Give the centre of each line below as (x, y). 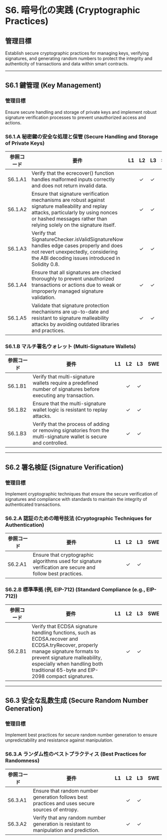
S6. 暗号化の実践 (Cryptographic (73, 10)
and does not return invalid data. (69, 185)
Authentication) (25, 525)
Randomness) (22, 761)
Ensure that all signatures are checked (76, 272)
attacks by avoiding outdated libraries (75, 324)
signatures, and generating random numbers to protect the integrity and (79, 58)
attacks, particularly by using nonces (75, 212)
